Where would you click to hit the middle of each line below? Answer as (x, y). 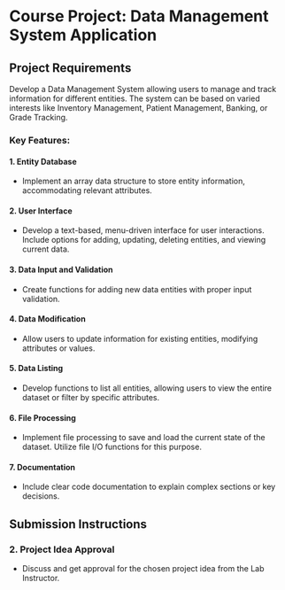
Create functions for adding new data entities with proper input (137, 289)
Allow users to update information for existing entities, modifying (140, 338)
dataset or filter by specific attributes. (91, 397)
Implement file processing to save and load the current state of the (143, 438)
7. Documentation (42, 467)
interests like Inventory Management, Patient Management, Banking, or (139, 108)
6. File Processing (43, 417)
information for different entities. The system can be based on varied (135, 98)
